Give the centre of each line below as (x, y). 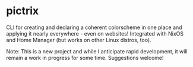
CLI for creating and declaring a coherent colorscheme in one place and (94, 27)
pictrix (23, 11)
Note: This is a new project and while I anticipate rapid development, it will (97, 51)
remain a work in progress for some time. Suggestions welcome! (85, 58)
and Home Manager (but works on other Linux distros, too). (79, 40)
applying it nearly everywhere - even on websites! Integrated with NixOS (95, 33)
